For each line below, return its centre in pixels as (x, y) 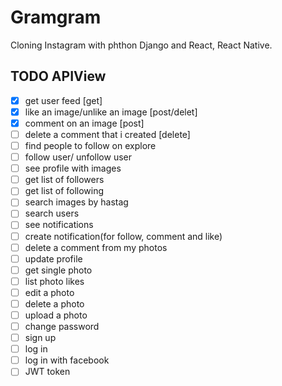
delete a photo (54, 303)
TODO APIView (58, 76)
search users (52, 213)
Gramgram (56, 17)
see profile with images (73, 168)
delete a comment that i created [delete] (107, 134)
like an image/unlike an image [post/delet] (111, 112)
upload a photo (56, 315)
